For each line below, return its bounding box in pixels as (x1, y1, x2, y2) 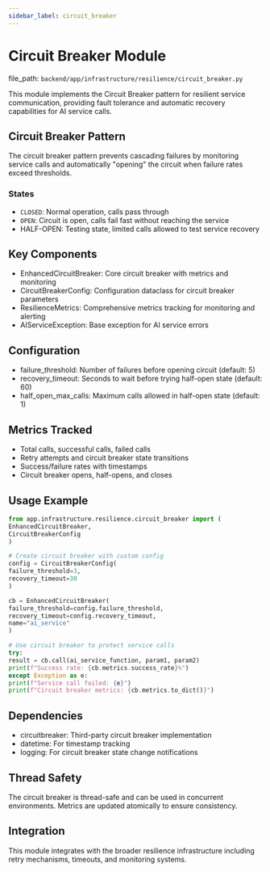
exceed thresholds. (8, 168, 73, 178)
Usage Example (8, 494, 89, 508)
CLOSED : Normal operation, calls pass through (19, 207, 169, 217)
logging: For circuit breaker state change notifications (19, 748, 199, 757)
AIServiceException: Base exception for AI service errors (19, 320, 210, 330)
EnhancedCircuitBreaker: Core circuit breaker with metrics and (19, 268, 229, 279)
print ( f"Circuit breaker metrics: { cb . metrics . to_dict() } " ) (8, 686, 215, 695)
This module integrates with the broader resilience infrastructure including (8, 845, 255, 855)
